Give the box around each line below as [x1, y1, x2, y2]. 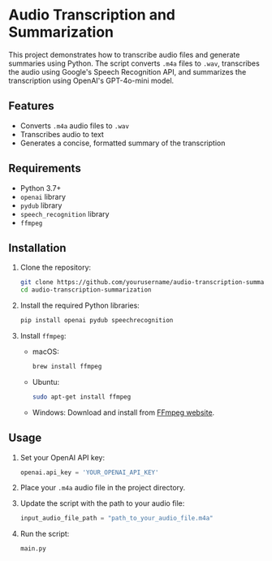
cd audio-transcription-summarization [19, 286, 152, 294]
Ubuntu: [32, 377, 60, 386]
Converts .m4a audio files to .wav [19, 120, 130, 131]
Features [8, 99, 54, 113]
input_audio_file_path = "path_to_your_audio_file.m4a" [19, 514, 214, 523]
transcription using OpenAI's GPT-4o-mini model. [8, 76, 175, 85]
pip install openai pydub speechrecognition [19, 317, 174, 325]
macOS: [32, 347, 59, 356]
